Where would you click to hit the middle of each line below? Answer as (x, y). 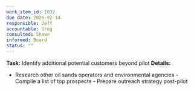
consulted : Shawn (28, 35)
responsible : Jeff (29, 23)
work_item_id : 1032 (31, 12)
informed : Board (27, 40)
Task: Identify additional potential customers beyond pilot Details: (89, 63)
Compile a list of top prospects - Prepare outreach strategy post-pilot (101, 81)
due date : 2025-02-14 (34, 18)
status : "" (20, 46)
